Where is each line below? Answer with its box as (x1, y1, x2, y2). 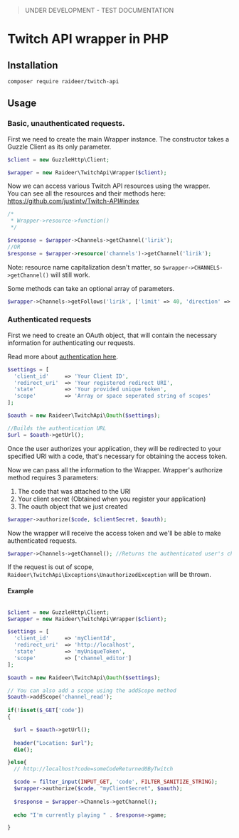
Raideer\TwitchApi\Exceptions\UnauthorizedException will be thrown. (7, 571, 211, 579)
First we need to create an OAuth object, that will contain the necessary (7, 331, 217, 339)
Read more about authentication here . (7, 352, 119, 361)
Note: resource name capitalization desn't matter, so (7, 262, 161, 271)
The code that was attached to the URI (17, 487, 131, 495)
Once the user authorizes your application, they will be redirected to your (7, 444, 222, 452)
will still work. (51, 270, 90, 279)
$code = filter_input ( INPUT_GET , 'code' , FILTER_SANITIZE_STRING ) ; (14, 778, 218, 785)
